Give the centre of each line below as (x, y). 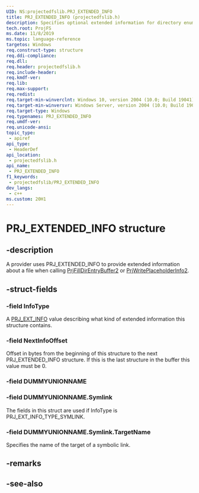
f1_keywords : (22, 177)
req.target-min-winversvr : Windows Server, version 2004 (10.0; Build (95, 105)
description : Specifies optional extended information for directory (94, 23)
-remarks (24, 464)
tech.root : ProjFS (29, 28)
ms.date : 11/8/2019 (30, 34)
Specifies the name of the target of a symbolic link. (68, 444)
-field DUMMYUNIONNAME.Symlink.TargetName (78, 432)
